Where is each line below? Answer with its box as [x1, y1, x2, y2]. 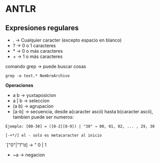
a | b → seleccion [12, 98, 50, 104]
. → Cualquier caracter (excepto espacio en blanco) [12, 37, 122, 43]
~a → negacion [12, 152, 45, 158]
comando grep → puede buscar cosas [5, 64, 86, 69]
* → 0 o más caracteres [12, 48, 63, 54]
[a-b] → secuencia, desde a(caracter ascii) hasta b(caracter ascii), [12, 109, 153, 114]
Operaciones [5, 83, 34, 88]
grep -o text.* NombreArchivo [5, 73, 70, 78]
